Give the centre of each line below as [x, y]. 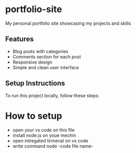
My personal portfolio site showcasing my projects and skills [68, 23]
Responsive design [32, 62]
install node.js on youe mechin [44, 135]
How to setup [34, 116]
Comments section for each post [47, 57]
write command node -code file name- [53, 146]
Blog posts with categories [40, 51]
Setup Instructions [35, 84]
